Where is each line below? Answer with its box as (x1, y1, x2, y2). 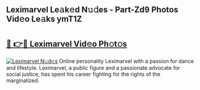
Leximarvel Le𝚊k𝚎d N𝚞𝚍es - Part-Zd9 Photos (6, 5, 179, 15)
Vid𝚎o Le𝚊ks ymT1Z (6, 14, 82, 24)
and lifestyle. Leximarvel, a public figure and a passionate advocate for (6, 64, 180, 71)
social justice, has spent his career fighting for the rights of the (6, 71, 161, 77)
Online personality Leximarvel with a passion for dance (59, 58, 194, 64)
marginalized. (6, 77, 40, 84)
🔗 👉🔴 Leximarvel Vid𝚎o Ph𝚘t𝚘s (6, 39, 127, 49)
